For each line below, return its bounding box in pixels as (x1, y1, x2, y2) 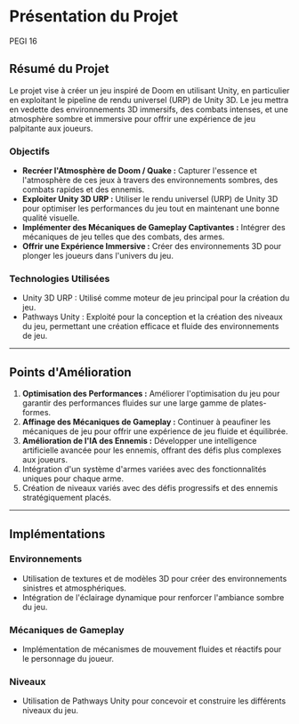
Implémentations (9, 527, 106, 542)
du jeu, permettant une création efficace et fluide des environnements (21, 321, 279, 332)
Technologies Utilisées (9, 272, 110, 285)
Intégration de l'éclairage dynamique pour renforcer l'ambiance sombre (21, 591, 285, 602)
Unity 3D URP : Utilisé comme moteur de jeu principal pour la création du (21, 293, 290, 303)
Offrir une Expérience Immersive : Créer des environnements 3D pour (21, 241, 282, 252)
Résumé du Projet (9, 61, 109, 76)
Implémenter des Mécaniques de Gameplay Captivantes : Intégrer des (21, 222, 287, 233)
